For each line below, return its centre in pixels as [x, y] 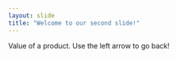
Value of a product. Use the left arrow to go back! [89, 45]
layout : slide [32, 15]
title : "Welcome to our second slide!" [74, 23]
